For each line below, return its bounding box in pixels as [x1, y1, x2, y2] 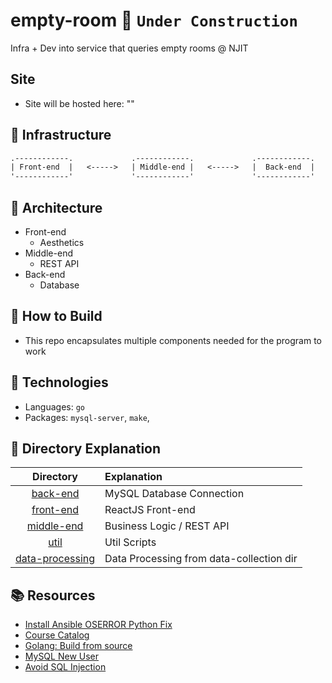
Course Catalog [24, 629, 90, 641]
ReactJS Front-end [104, 503, 196, 517]
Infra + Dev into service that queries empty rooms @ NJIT [10, 42, 249, 54]
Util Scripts [104, 535, 157, 549]
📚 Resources [10, 587, 96, 604]
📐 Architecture [10, 199, 103, 216]
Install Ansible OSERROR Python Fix [24, 619, 173, 631]
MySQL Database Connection [104, 487, 245, 501]
